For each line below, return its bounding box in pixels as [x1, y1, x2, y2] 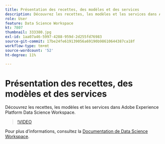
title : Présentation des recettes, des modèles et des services [5, 7, 139, 12]
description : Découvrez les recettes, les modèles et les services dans [5, 12, 157, 17]
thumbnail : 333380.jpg [5, 30, 52, 35]
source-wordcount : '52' [5, 48, 54, 53]
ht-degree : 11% [5, 52, 36, 58]
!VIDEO [17, 119, 32, 125]
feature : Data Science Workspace [5, 21, 74, 26]
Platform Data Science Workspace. [5, 109, 76, 115]
